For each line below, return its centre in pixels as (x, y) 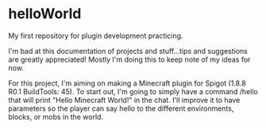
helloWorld (45, 14)
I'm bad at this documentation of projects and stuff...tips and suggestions (128, 51)
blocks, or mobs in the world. (56, 116)
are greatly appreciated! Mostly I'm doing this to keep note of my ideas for (129, 59)
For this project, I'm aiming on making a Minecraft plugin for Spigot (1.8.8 (127, 83)
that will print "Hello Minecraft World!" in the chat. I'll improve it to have (124, 100)
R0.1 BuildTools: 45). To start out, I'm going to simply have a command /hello (133, 91)
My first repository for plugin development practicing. (96, 36)
